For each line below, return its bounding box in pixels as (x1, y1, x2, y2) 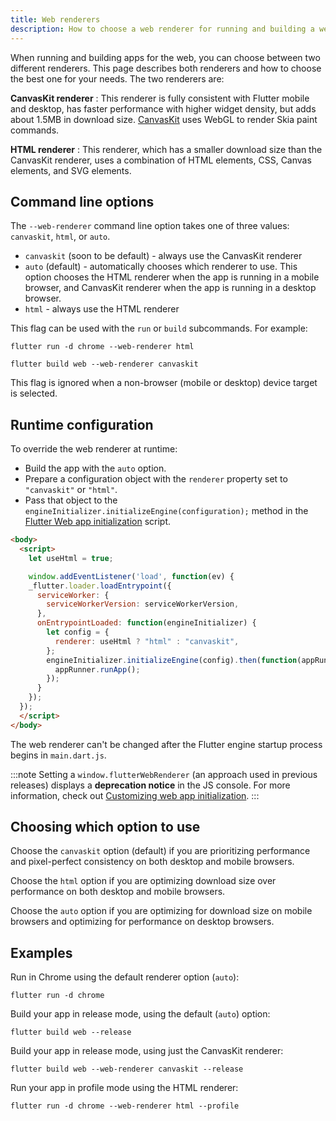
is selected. (10, 387, 58, 400)
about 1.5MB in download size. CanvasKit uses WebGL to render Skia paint (10, 113, 318, 125)
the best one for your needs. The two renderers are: (10, 72, 225, 85)
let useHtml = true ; (28, 553, 114, 563)
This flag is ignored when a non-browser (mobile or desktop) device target (10, 377, 318, 389)
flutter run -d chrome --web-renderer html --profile (10, 1101, 240, 1111)
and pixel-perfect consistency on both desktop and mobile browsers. (10, 856, 295, 868)
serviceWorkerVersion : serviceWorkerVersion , (46, 599, 240, 610)
